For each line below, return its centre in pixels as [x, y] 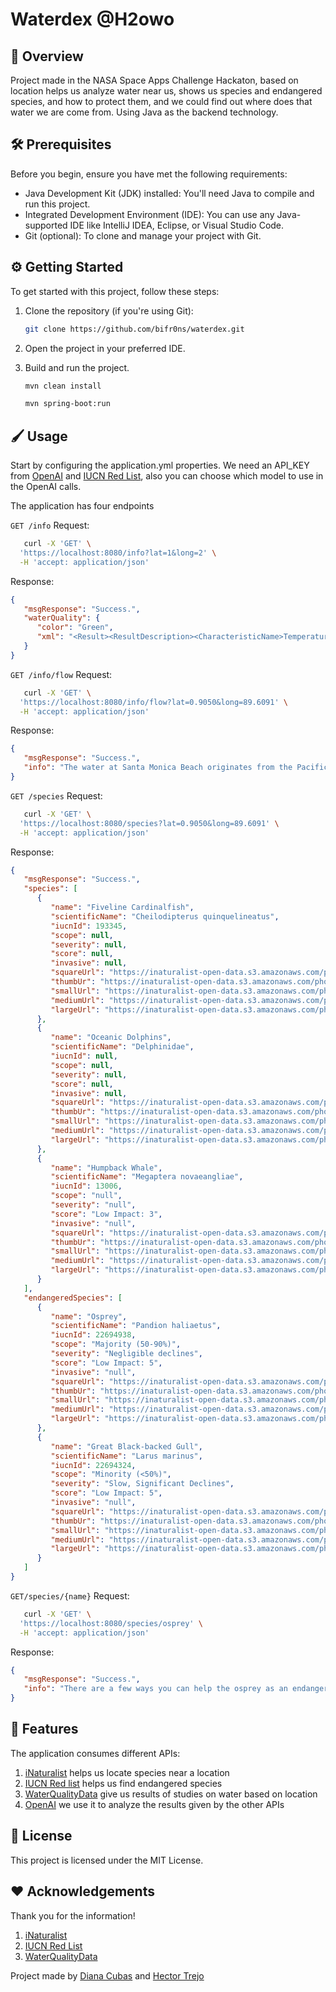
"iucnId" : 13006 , [86, 1186]
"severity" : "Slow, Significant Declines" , [142, 1484]
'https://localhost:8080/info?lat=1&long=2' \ [118, 553]
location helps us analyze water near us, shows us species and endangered [166, 91]
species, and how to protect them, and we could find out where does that [161, 101]
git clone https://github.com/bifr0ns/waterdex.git [134, 329]
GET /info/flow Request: [61, 674]
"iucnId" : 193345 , [89, 926]
